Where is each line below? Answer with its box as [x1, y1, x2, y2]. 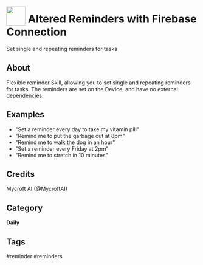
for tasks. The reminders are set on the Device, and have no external [6, 85, 178, 92]
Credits [6, 169, 35, 179]
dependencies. [6, 92, 44, 99]
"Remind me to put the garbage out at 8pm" [15, 132, 125, 139]
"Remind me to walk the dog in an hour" [15, 139, 115, 146]
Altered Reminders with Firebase [27, 12, 197, 26]
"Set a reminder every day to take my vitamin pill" [15, 125, 140, 133]
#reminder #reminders [6, 253, 63, 260]
